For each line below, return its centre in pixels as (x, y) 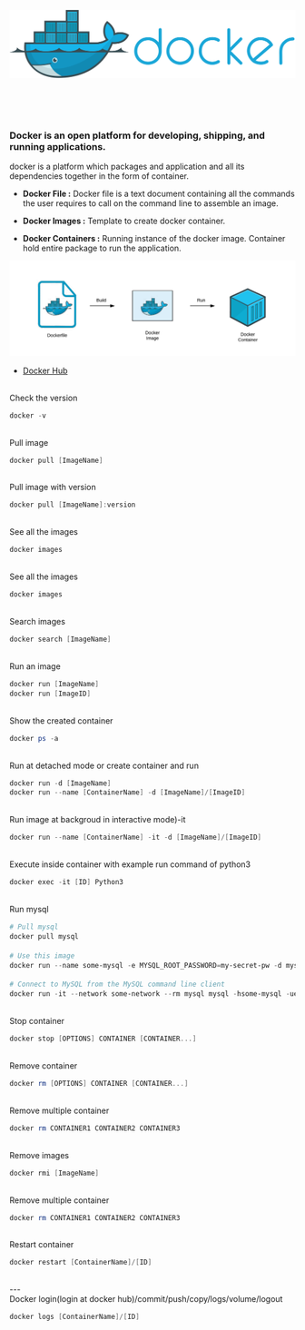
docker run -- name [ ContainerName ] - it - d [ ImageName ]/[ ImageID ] (136, 837)
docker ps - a (34, 738)
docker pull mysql (44, 936)
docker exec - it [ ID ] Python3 (67, 882)
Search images (38, 622)
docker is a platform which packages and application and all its (127, 166)
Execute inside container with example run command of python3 (130, 864)
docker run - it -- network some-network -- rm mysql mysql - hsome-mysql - (150, 994)
